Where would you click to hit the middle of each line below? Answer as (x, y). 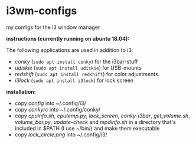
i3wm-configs (42, 11)
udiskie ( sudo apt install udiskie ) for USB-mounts (78, 68)
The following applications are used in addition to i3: (70, 50)
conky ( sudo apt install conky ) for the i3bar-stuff (76, 61)
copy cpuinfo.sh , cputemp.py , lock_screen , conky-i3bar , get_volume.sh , (102, 116)
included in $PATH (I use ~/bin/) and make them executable (87, 128)
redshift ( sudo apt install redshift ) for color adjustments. (87, 74)
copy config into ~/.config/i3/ (50, 103)
